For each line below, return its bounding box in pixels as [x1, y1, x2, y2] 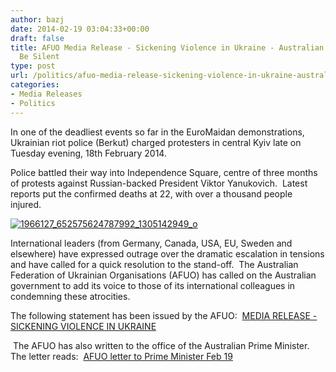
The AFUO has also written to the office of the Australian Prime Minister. [12, 339, 310, 351]
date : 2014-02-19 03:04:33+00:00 [10, 24, 150, 34]
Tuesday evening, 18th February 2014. [10, 147, 167, 159]
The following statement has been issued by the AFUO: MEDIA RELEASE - [10, 309, 318, 321]
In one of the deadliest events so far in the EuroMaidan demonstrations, [10, 126, 305, 138]
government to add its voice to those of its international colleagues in [10, 279, 296, 291]
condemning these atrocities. [10, 290, 131, 302]
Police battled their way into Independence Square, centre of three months [10, 166, 318, 178]
